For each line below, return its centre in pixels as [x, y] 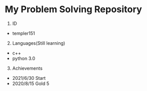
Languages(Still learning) [39, 43]
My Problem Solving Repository [73, 9]
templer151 [24, 33]
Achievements [27, 68]
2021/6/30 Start [29, 78]
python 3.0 [24, 58]
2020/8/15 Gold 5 [31, 83]
